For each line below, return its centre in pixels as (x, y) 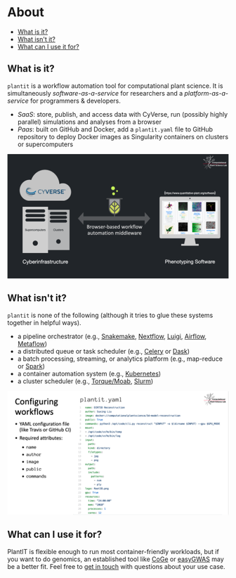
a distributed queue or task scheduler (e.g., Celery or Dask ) (103, 351)
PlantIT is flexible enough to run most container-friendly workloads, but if (113, 551)
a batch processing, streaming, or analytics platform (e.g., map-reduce (120, 359)
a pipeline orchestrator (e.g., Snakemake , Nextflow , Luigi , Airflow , (112, 336)
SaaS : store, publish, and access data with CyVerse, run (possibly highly (123, 114)
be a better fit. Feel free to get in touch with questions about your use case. (117, 566)
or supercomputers (45, 144)
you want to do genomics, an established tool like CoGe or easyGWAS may (116, 559)
